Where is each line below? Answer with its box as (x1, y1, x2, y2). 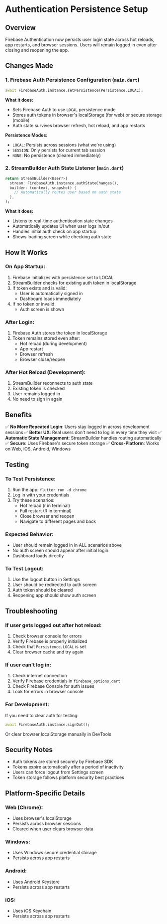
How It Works (5, 248, 48, 257)
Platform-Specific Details (5, 789, 85, 797)
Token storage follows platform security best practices (12, 774, 124, 780)
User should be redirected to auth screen (12, 582, 97, 588)
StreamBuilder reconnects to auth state (12, 380, 93, 386)
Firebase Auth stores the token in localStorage (12, 330, 108, 336)
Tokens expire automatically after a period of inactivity (12, 764, 124, 770)
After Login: (5, 318, 35, 325)
